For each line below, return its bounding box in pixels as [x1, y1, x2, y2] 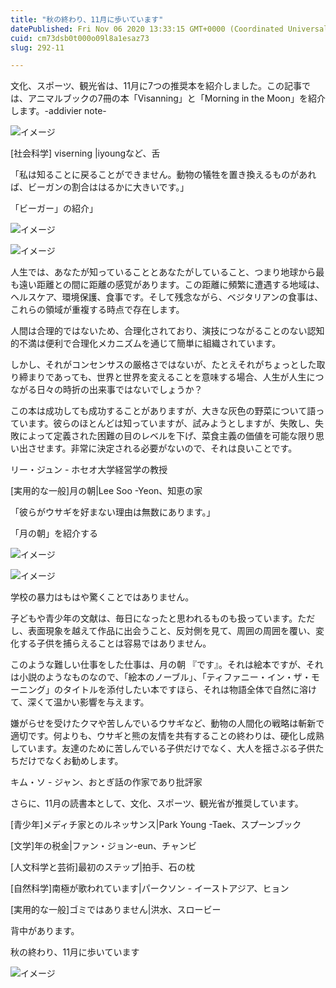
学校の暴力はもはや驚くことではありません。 [10, 591, 195, 603]
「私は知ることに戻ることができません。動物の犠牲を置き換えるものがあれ [10, 169, 317, 181]
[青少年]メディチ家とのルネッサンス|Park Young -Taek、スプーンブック [10, 819, 302, 831]
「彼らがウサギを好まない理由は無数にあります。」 [10, 506, 216, 518]
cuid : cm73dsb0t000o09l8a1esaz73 [10, 33, 150, 43]
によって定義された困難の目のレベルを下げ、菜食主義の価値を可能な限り [18, 430, 316, 442]
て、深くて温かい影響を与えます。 [10, 696, 150, 708]
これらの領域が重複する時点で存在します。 [10, 304, 185, 316]
